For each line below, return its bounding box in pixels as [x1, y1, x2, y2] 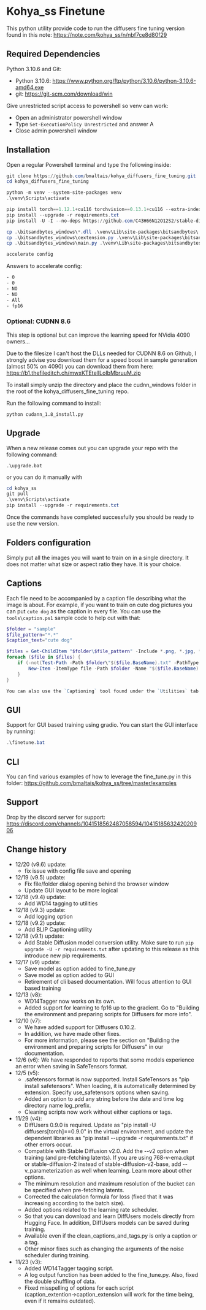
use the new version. [6, 520, 59, 527]
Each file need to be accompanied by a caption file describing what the [6, 594, 186, 602]
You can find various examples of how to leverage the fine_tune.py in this [6, 773, 192, 780]
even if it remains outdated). [24, 1297, 96, 1304]
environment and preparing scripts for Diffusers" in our [24, 1043, 164, 1050]
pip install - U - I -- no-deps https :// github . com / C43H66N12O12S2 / [6, 218, 177, 224]
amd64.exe [15, 83, 44, 91]
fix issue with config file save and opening [24, 867, 131, 875]
